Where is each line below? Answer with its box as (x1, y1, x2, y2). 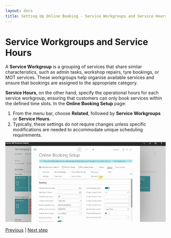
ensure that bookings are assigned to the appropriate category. (5, 80, 138, 86)
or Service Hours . (12, 116, 51, 122)
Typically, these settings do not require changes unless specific (12, 121, 147, 127)
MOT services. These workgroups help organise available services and (5, 74, 154, 81)
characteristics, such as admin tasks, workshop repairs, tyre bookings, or (5, 69, 159, 75)
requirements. (12, 132, 42, 138)
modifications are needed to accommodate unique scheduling (12, 127, 143, 133)
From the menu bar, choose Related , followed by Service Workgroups (12, 110, 161, 116)
